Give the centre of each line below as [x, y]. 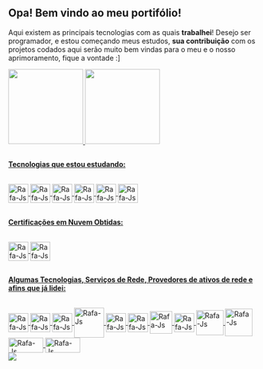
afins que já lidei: [37, 288]
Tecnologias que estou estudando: [67, 165]
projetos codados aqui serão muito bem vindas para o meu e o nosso [122, 49]
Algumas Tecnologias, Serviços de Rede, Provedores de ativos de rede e [131, 280]
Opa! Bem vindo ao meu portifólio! [95, 13]
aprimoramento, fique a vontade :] [65, 58]
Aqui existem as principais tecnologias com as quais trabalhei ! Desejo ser [130, 32]
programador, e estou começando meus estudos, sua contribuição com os [132, 41]
